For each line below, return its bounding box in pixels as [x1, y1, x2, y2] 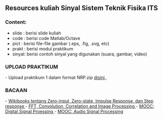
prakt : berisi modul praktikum [12, 45, 74, 51]
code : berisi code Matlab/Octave [12, 35, 81, 41]
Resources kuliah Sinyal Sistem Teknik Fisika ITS [5, 4, 158, 12]
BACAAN [5, 86, 28, 93]
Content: [5, 19, 27, 26]
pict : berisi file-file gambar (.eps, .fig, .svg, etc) [12, 40, 110, 46]
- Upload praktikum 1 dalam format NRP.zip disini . [5, 74, 108, 80]
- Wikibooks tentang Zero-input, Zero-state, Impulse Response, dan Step [5, 98, 154, 104]
